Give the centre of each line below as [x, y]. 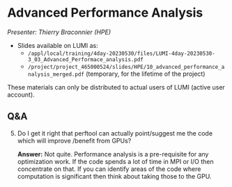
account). [21, 95]
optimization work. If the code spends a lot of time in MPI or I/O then [115, 161]
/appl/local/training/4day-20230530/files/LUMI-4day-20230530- [122, 54]
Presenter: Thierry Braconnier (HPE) [59, 32]
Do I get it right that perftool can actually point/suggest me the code [115, 133]
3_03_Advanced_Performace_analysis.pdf [86, 59]
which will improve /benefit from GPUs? [74, 140]
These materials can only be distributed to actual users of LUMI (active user [116, 87]
